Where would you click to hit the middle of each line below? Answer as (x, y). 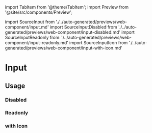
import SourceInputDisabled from (84, 27)
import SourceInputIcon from (99, 43)
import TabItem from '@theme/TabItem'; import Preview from (67, 7)
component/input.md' (27, 27)
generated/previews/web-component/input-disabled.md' (63, 32)
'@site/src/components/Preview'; (39, 12)
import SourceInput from (30, 22)
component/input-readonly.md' (37, 43)
